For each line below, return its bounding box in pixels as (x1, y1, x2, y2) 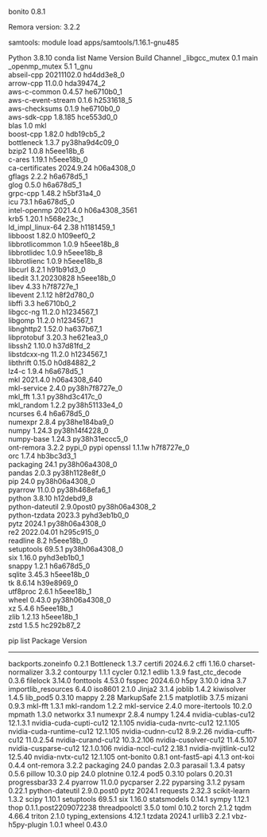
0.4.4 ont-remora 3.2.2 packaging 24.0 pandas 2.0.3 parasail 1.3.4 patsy (8, 760, 246, 770)
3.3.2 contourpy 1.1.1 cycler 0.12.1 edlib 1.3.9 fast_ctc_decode (44, 667, 242, 677)
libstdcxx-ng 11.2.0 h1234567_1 (8, 350, 107, 359)
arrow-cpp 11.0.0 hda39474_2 (8, 79, 106, 88)
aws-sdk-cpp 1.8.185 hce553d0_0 (8, 112, 118, 122)
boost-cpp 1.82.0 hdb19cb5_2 (8, 129, 106, 139)
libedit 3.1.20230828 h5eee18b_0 (8, 273, 117, 282)
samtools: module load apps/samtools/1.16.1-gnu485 (8, 37, 180, 47)
